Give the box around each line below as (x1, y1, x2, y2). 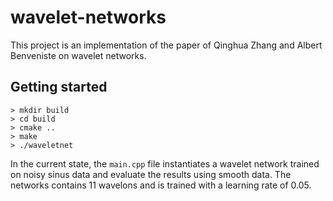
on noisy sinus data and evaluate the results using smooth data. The (10, 168, 292, 180)
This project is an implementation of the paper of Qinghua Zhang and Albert (10, 39, 323, 51)
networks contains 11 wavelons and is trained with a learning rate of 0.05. (10, 179, 312, 191)
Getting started (10, 79, 108, 96)
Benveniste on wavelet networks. (10, 49, 147, 61)
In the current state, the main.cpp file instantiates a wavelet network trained (10, 157, 320, 170)
